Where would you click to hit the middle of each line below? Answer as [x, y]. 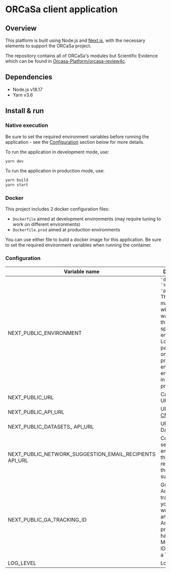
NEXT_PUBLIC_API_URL [36, 412]
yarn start [17, 185]
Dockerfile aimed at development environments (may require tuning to [87, 219]
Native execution [27, 125]
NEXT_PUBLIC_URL [31, 397]
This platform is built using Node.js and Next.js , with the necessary [75, 40]
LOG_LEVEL [22, 563]
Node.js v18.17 [27, 89]
